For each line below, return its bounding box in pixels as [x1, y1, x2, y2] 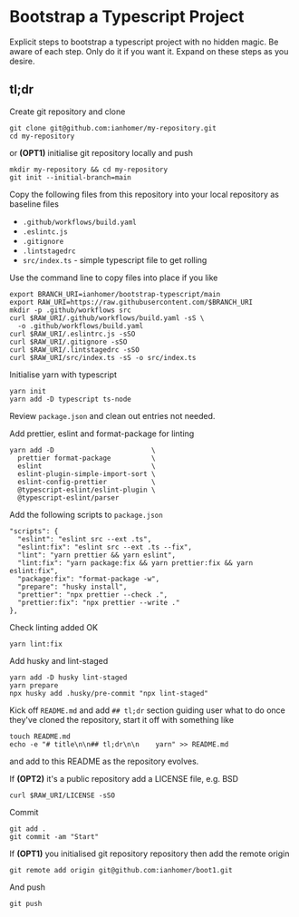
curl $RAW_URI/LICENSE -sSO [9, 791, 116, 800]
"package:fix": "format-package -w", [17, 574, 160, 583]
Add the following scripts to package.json [9, 509, 163, 520]
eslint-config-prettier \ [17, 477, 156, 486]
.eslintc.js [22, 227, 68, 237]
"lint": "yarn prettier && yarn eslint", [17, 551, 177, 560]
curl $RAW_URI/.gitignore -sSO [9, 337, 128, 346]
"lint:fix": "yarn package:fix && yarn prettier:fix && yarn [17, 558, 254, 568]
